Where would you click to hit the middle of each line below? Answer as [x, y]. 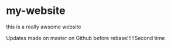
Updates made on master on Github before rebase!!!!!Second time [85, 38]
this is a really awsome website [44, 27]
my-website [36, 11]
